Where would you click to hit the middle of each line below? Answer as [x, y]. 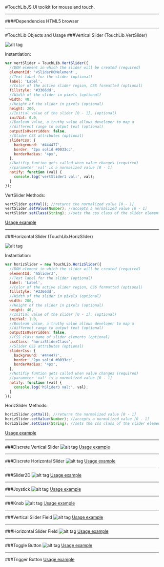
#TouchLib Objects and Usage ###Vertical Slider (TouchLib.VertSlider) [76, 35]
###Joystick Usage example [43, 489]
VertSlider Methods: [25, 195]
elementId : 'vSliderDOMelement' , [43, 72]
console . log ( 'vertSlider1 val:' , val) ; [54, 176]
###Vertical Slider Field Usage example [54, 517]
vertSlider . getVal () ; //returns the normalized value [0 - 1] [70, 204]
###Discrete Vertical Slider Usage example [58, 447]
